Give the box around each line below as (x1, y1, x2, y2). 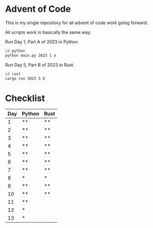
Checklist (5, 93, 45, 104)
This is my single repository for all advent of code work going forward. (5, 20, 148, 26)
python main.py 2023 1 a (5, 53, 56, 58)
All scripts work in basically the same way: (5, 29, 91, 35)
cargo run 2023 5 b (5, 76, 45, 81)
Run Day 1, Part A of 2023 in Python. (5, 38, 79, 45)
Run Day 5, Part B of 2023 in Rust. (5, 62, 75, 67)
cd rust (5, 71, 21, 76)
